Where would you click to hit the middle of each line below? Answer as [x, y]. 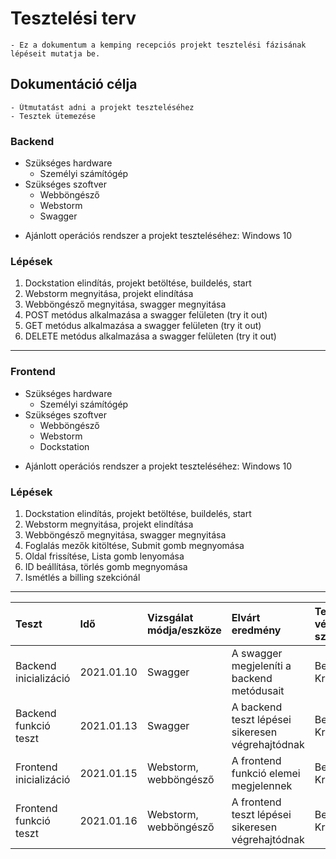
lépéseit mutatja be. [55, 53]
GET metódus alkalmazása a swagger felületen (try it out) [143, 326]
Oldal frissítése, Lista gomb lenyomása [104, 556]
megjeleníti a [261, 665]
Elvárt [246, 617]
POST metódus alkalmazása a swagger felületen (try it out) [146, 315]
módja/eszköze [184, 630]
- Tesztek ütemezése [53, 116]
